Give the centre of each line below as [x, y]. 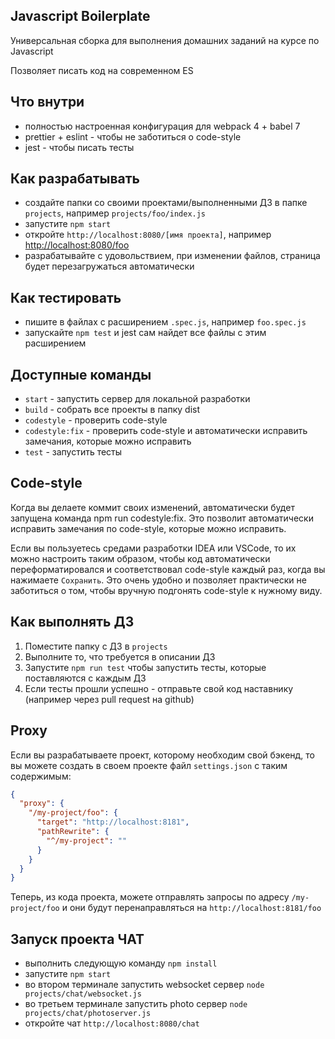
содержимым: [41, 776]
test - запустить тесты [73, 452]
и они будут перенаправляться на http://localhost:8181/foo [191, 908]
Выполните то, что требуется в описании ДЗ [120, 656]
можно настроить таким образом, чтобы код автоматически [140, 558]
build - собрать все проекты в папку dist [112, 410]
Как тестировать [66, 297]
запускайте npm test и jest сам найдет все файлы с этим [145, 333]
